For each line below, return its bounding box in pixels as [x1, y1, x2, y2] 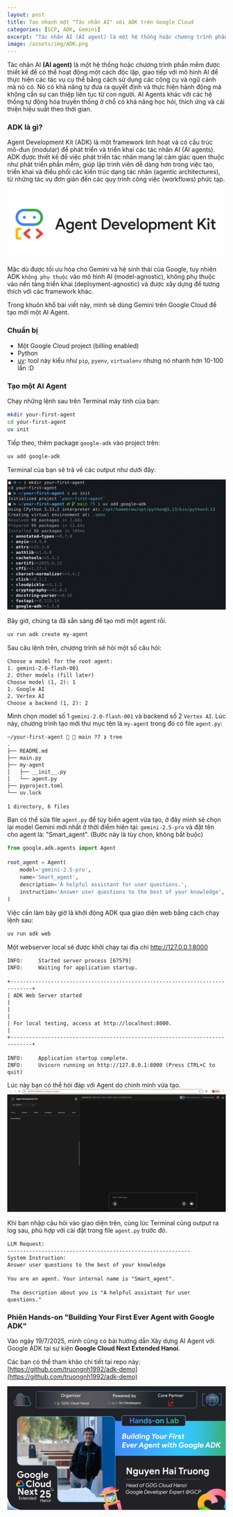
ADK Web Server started [13, 992, 82, 999]
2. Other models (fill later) [7, 672, 95, 679]
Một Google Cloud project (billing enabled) [17, 341, 139, 349]
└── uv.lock [7, 789, 42, 796]
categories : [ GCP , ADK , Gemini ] [7, 26, 101, 33]
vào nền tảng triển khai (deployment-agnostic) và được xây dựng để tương [7, 280, 220, 288]
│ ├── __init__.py [7, 768, 67, 776]
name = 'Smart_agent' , [19, 874, 79, 881]
